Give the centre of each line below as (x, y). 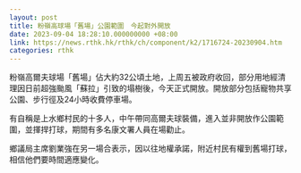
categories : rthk (42, 51)
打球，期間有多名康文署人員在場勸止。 (119, 129)
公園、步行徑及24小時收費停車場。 (73, 100)
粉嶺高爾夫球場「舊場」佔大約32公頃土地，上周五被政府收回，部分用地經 (144, 78)
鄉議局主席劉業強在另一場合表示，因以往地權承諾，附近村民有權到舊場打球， (150, 149)
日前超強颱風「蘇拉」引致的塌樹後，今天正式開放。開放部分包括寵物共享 (158, 88)
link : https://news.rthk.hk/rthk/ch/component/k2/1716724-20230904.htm (146, 42)
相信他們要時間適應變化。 (56, 160)
